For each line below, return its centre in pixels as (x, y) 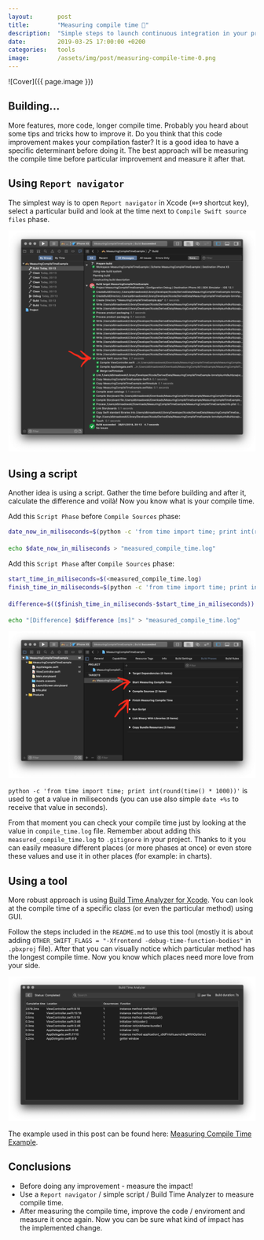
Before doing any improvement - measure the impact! (106, 1186)
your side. (24, 966)
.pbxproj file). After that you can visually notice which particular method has (132, 949)
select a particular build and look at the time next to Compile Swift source (127, 211)
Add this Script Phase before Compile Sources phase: (94, 517)
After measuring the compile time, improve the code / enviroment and (132, 1211)
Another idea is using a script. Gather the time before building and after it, (127, 493)
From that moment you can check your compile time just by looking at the (127, 822)
